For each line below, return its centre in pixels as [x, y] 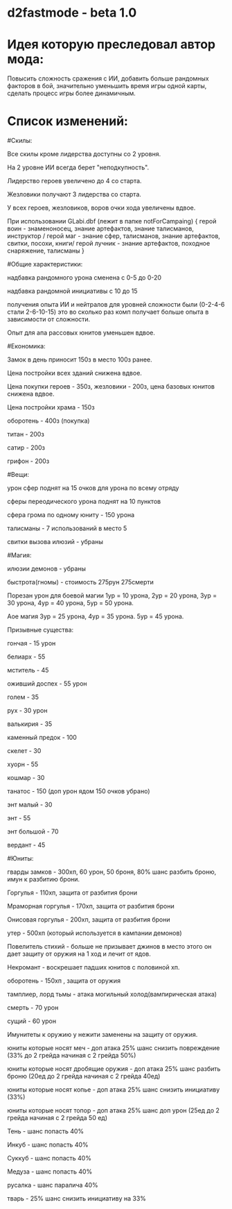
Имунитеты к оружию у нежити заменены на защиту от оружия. [102, 1035]
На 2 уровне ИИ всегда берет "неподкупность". [78, 167]
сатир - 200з [26, 448]
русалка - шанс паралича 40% [53, 1185]
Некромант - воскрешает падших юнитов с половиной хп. [93, 967]
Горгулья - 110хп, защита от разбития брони [72, 893]
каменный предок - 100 [42, 738]
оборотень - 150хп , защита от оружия [64, 981]
